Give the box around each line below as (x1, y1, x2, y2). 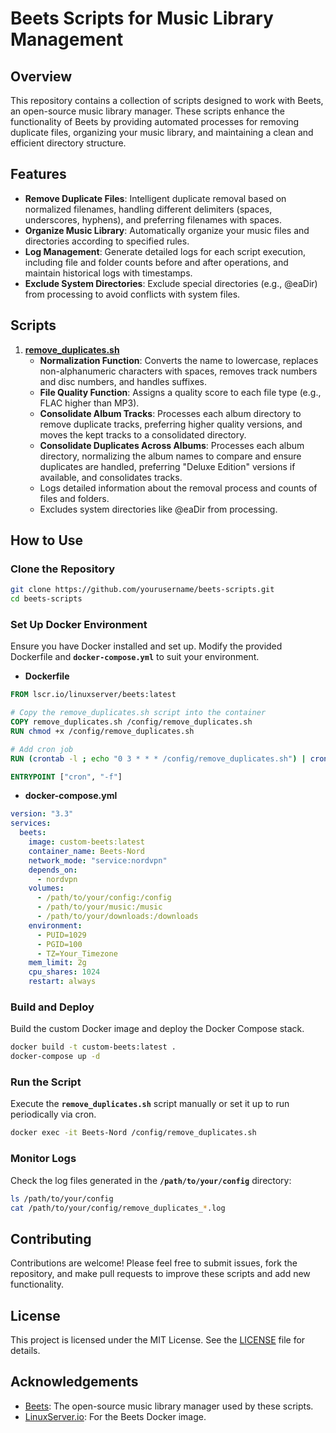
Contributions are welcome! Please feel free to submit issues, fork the (10, 1257, 298, 1269)
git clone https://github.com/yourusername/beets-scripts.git (10, 585, 275, 595)
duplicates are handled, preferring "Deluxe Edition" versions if (39, 460, 296, 472)
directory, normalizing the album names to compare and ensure (39, 450, 302, 462)
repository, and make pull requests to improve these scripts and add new (10, 1268, 311, 1280)
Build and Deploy (10, 1000, 95, 1014)
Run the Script (10, 1075, 82, 1089)
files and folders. (39, 492, 110, 504)
